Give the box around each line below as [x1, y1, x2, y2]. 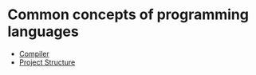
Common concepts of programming [7, 6, 249, 24]
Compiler [18, 49, 49, 58]
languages [7, 22, 79, 41]
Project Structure [18, 57, 76, 67]
